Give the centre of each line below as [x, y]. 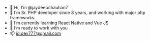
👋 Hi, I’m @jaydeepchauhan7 [39, 7]
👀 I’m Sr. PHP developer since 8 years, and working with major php [77, 13]
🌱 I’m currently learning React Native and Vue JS [59, 23]
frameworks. [23, 18]
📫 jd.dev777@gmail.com [35, 33]
